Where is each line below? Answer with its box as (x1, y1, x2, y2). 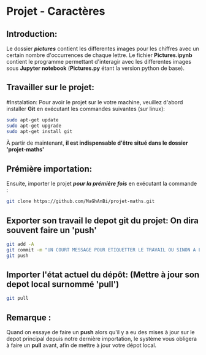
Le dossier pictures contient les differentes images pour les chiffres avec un (6, 45, 199, 52)
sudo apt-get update (6, 116, 59, 123)
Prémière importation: (6, 164, 93, 174)
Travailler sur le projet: (6, 82, 95, 93)
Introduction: (6, 29, 58, 39)
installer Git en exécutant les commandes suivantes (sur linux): (6, 105, 166, 112)
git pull (6, 296, 29, 302)
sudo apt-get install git (6, 128, 72, 134)
